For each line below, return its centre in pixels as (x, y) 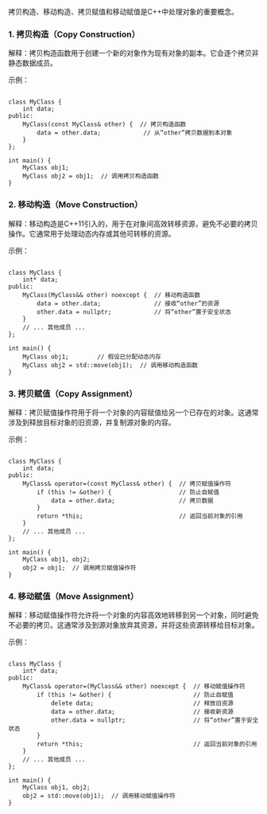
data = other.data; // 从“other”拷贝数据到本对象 (135, 133)
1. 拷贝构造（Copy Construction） (74, 34)
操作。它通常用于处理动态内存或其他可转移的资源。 (92, 233)
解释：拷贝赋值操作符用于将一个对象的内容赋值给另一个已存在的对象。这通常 (133, 412)
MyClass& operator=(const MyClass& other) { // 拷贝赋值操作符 (127, 483)
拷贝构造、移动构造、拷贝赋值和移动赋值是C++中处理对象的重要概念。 (123, 12)
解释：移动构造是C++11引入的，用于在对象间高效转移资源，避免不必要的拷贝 (133, 223)
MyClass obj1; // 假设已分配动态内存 (92, 357)
